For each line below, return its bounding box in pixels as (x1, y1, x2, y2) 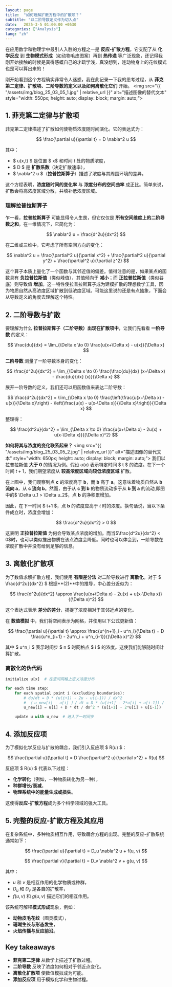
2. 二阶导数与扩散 (5, 310, 60, 319)
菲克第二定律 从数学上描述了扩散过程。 (12, 957, 95, 963)
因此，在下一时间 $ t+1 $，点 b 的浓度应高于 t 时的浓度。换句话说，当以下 (5, 502, 161, 509)
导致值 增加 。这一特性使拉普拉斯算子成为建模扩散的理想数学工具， (18, 281, 159, 287)
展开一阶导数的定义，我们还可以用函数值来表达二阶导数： (5, 384, 126, 390)
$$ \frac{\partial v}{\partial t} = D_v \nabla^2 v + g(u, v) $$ (25, 857, 147, 864)
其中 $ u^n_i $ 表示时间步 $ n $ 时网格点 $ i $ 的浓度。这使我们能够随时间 (5, 644, 160, 650)
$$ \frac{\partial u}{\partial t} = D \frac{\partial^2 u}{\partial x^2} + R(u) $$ (7, 754, 165, 761)
